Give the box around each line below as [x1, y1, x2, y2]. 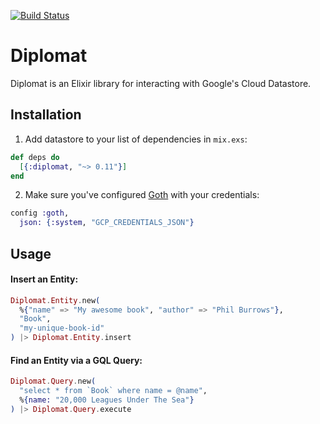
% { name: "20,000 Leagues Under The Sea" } [19, 395, 195, 405]
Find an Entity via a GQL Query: [10, 354, 143, 366]
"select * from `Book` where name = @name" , [19, 386, 208, 396]
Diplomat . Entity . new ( [10, 295, 101, 305]
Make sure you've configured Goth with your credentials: [24, 189, 260, 201]
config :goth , [10, 208, 70, 219]
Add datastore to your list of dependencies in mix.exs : [24, 133, 248, 145]
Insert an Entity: [10, 273, 79, 285]
